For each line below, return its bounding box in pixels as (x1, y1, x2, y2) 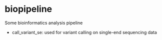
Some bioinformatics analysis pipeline (4, 20, 83, 26)
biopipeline (4, 3, 52, 15)
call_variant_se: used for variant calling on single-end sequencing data (11, 29, 157, 35)
